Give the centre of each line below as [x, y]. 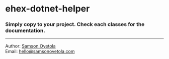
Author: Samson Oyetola [31, 46]
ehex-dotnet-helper [48, 9]
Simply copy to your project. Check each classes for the [75, 24]
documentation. [25, 30]
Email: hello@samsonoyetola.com [40, 51]
